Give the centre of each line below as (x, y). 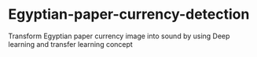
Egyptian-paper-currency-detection (129, 14)
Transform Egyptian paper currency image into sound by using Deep (119, 36)
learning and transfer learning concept (71, 44)
